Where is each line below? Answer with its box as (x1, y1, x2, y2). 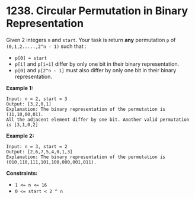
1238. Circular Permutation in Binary (6, 4, 188, 18)
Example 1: (6, 84, 34, 91)
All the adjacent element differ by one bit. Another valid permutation (6, 117, 190, 123)
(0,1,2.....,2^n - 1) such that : (6, 43, 87, 50)
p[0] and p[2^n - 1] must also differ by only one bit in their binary (14, 66, 177, 73)
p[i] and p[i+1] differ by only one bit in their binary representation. (14, 60, 180, 68)
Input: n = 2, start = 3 (6, 96, 68, 102)
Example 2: (6, 132, 34, 139)
